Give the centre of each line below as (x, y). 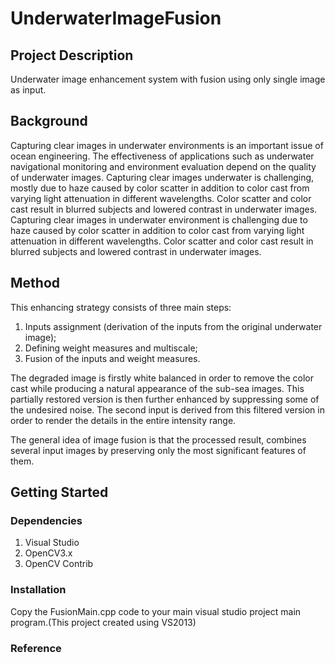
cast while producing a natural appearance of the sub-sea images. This (157, 388)
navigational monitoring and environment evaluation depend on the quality (163, 166)
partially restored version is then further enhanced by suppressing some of (165, 399)
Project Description (72, 55)
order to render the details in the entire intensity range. (123, 420)
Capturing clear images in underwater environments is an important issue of (167, 145)
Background (49, 121)
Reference (36, 648)
